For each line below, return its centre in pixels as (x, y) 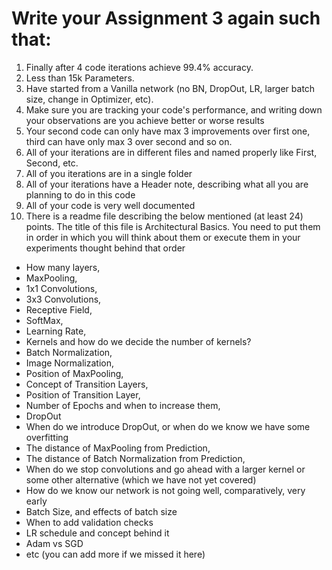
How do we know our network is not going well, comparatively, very (165, 490)
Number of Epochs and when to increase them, (123, 405)
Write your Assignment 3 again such (166, 18)
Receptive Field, (59, 309)
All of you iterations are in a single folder (109, 173)
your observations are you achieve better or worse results (145, 120)
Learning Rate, (56, 331)
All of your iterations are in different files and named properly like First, (171, 152)
